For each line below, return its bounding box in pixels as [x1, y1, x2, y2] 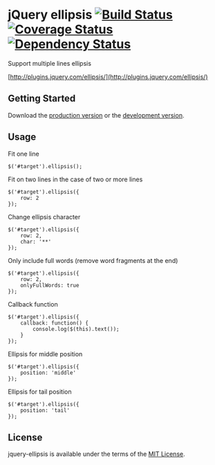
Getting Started [8, 93, 76, 104]
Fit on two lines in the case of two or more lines [8, 175, 143, 183]
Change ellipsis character [8, 212, 81, 221]
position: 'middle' [20, 369, 77, 376]
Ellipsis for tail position [8, 387, 72, 396]
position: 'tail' [20, 407, 71, 414]
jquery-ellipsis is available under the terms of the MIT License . [8, 450, 185, 458]
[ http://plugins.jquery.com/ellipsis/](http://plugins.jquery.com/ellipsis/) [8, 73, 208, 81]
